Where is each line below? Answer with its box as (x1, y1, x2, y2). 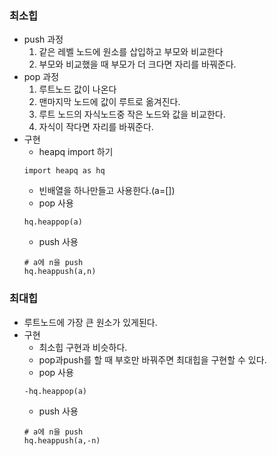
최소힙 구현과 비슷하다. (38, 341, 128, 353)
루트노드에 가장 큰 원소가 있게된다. (23, 316, 158, 328)
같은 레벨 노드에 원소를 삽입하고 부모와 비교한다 (38, 46, 224, 58)
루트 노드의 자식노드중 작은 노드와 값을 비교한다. (38, 108, 226, 121)
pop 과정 (23, 71, 60, 83)
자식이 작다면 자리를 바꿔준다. (38, 121, 154, 133)
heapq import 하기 (38, 146, 114, 158)
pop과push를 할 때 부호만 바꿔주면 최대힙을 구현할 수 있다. (38, 353, 267, 366)
